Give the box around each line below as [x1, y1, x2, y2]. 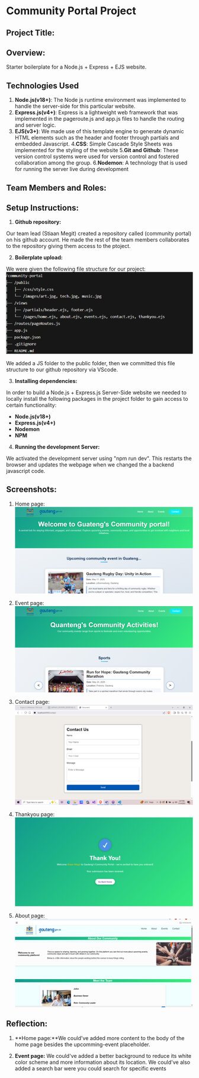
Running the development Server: [14, 443, 100, 450]
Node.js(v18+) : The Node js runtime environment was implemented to [14, 96, 187, 104]
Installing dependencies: [14, 377, 78, 384]
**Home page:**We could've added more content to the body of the [14, 1034, 185, 1041]
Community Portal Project [6, 4, 136, 18]
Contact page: [14, 699, 50, 706]
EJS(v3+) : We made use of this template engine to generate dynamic [14, 128, 184, 135]
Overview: [6, 47, 46, 57]
